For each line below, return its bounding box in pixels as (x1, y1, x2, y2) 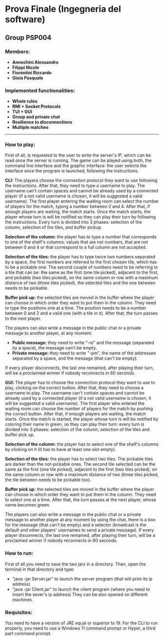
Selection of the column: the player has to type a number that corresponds (5, 234, 157, 240)
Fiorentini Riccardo (12, 70, 52, 76)
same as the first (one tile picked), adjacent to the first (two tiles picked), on (5, 466, 158, 472)
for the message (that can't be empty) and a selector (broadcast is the (5, 522, 146, 528)
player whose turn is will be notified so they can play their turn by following (5, 214, 156, 220)
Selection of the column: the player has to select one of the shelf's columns (5, 441, 159, 447)
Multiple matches (12, 124, 49, 131)
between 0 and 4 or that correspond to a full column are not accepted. (5, 244, 147, 250)
